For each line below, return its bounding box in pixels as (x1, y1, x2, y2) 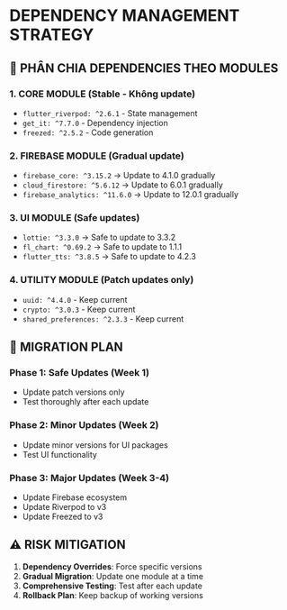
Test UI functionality (22, 449, 97, 460)
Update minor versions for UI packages (22, 439, 168, 451)
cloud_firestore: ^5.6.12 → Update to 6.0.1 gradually (22, 179, 223, 190)
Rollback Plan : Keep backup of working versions (22, 589, 204, 600)
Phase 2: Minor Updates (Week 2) (9, 419, 159, 432)
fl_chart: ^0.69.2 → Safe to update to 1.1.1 (22, 241, 183, 252)
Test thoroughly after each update (22, 396, 149, 407)
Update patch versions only (22, 387, 125, 397)
